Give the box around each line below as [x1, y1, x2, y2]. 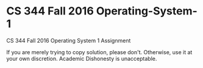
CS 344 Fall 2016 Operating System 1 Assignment [6, 37, 131, 44]
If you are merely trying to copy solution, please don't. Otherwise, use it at [6, 48, 193, 55]
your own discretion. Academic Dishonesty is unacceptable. [6, 55, 157, 62]
